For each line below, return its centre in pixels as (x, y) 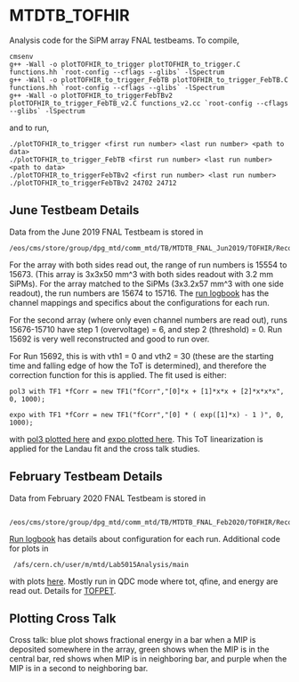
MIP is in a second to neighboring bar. (79, 669)
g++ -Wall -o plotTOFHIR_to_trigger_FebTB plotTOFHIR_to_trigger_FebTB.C (149, 80)
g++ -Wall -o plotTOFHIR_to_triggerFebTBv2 (91, 95)
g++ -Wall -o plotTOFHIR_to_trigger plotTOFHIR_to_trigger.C (125, 64)
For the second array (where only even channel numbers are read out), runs (148, 320)
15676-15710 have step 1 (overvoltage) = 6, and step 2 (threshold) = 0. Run (146, 329)
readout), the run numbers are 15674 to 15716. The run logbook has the (139, 293)
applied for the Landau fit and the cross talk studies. (105, 448)
